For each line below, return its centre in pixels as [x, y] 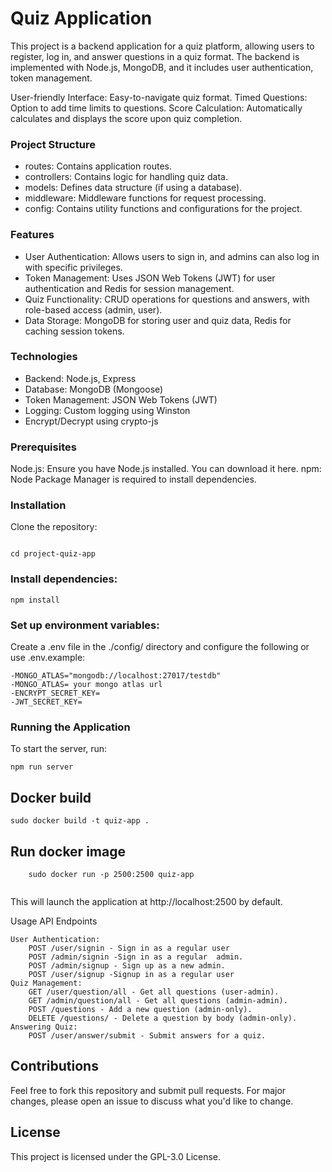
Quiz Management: [46, 983]
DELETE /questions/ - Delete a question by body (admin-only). [163, 1018]
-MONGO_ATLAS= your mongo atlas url [86, 685]
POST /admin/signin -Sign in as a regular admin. [136, 957]
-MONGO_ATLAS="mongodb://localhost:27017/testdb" [116, 676]
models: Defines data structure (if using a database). [133, 188]
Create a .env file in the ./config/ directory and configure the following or [160, 647]
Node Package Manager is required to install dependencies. [133, 479]
